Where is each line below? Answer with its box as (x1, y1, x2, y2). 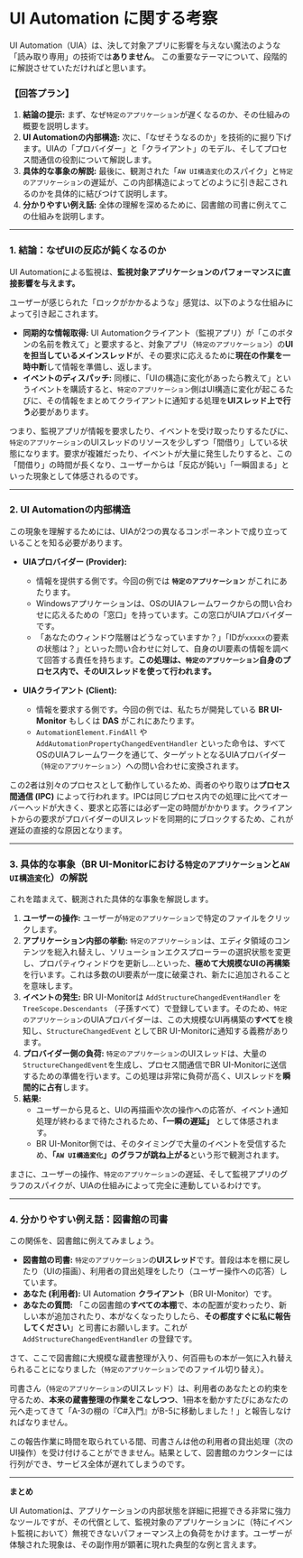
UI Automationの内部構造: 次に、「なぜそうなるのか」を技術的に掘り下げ (22, 132, 292, 143)
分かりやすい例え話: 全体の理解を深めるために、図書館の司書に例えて (22, 199, 280, 210)
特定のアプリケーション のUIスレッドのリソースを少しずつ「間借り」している (9, 437, 280, 447)
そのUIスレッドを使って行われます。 (83, 665, 216, 677)
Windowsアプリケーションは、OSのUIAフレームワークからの (35, 597, 262, 609)
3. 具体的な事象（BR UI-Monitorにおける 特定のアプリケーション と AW (9, 858, 290, 871)
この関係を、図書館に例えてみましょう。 (9, 1235, 160, 1246)
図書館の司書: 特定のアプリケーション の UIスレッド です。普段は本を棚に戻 (22, 1255, 282, 1266)
